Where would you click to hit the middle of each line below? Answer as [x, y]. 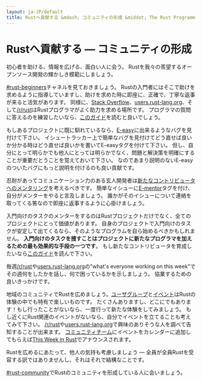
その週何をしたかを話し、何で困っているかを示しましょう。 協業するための [99, 274]
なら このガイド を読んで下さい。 [56, 254]
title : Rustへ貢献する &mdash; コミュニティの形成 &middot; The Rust [89, 17]
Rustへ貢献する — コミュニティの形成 [99, 49]
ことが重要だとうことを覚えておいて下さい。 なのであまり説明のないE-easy [100, 160]
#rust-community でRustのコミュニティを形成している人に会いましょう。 [96, 373]
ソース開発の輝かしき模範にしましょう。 [66, 74]
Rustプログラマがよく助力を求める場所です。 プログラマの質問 [114, 110]
